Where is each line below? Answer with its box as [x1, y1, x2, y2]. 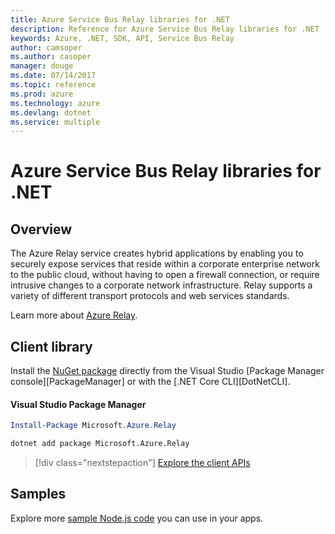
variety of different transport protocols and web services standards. [10, 290, 290, 302]
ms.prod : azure [10, 89, 74, 99]
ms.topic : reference [10, 80, 97, 90]
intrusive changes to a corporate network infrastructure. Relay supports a [10, 279, 313, 291]
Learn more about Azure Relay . [10, 309, 138, 321]
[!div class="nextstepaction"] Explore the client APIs [34, 457, 251, 469]
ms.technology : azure [10, 98, 101, 108]
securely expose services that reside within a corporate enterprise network [10, 258, 320, 270]
